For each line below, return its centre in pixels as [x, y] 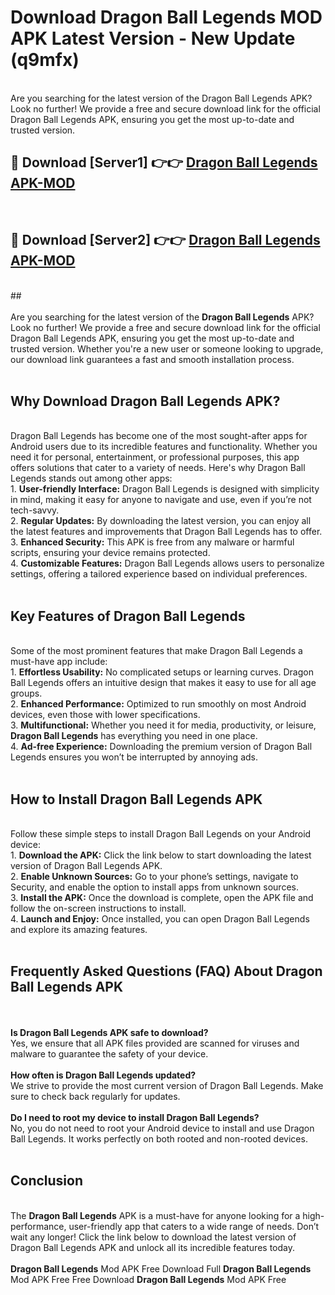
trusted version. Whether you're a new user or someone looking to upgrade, [167, 348]
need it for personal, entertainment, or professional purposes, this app [155, 457]
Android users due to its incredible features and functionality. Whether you [164, 447]
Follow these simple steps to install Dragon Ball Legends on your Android [161, 834]
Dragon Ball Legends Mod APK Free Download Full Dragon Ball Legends [161, 1268]
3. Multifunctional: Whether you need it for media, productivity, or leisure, [163, 725]
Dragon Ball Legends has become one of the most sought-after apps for [159, 436]
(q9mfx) [45, 60]
